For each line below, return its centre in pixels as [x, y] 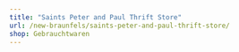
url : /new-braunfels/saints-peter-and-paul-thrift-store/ [119, 26]
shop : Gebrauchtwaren [50, 33]
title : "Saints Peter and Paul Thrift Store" [95, 17]
